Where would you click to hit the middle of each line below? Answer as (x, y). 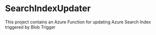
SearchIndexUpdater (48, 9)
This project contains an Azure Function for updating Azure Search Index (78, 22)
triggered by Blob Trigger (30, 27)
